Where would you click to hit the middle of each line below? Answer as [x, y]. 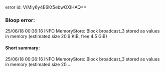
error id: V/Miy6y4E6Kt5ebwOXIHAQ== [46, 7]
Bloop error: [20, 20]
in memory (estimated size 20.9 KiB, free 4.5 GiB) [56, 36]
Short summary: [23, 47]
